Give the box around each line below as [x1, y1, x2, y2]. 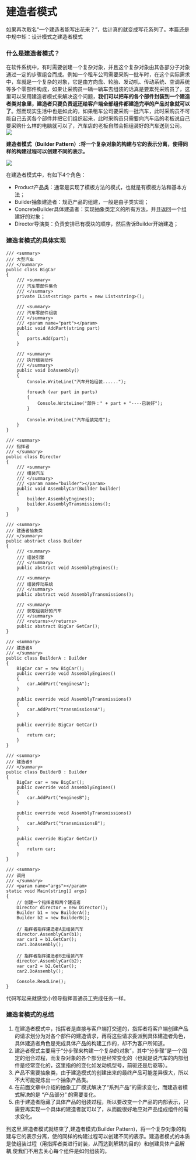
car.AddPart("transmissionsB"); [27, 820, 106, 826]
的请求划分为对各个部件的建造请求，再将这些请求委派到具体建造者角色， [14, 1032, 188, 1039]
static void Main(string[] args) [6, 888, 87, 894]
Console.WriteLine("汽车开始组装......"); [27, 378, 127, 384]
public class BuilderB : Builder [6, 769, 87, 775]
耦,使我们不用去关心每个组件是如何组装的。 [6, 1147, 110, 1154]
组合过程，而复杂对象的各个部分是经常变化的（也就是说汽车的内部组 [24, 1054, 188, 1061]
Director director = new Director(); [16, 905, 108, 910]
